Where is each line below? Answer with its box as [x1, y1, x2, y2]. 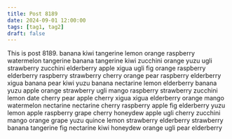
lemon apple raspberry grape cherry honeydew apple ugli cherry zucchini [7, 109, 221, 117]
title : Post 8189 [7, 10, 58, 18]
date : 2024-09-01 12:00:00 [7, 17, 86, 24]
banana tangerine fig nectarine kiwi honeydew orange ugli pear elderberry [7, 124, 223, 132]
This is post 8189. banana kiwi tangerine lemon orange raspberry [7, 49, 195, 58]
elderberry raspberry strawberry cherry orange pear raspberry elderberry [7, 72, 221, 80]
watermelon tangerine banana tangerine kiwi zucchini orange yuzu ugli [7, 57, 212, 65]
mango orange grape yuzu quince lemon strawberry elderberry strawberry [7, 117, 224, 125]
